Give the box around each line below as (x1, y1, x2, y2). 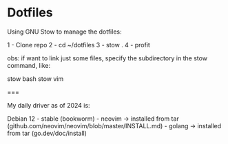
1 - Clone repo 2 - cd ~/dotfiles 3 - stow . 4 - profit (7, 40, 150, 49)
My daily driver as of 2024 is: (7, 101, 91, 109)
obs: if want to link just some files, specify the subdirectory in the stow (7, 53, 208, 62)
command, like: (7, 61, 50, 69)
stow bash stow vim (7, 74, 64, 83)
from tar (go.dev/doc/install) (7, 129, 87, 137)
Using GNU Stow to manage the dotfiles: (7, 27, 122, 36)
